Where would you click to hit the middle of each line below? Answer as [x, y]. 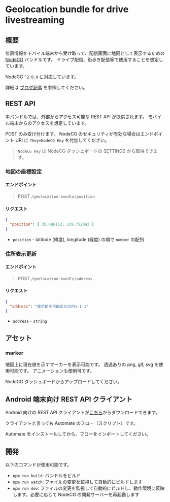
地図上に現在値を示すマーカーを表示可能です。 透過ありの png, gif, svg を [82, 364]
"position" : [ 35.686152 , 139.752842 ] [52, 224]
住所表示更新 [21, 254]
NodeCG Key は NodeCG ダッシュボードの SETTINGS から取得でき [86, 151]
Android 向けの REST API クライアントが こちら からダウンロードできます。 [83, 413]
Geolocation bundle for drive [67, 9]
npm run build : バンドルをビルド [47, 476]
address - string [30, 321]
